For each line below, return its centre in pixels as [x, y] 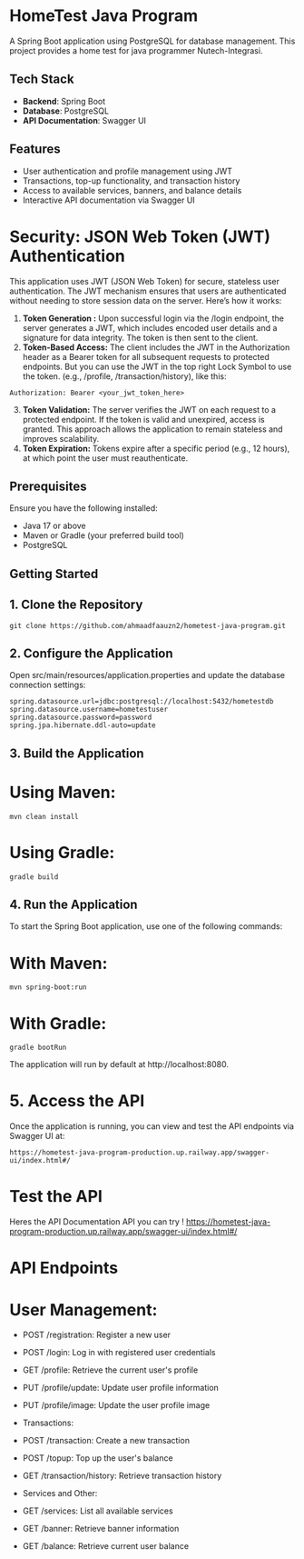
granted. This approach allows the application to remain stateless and [152, 429]
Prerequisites [48, 486]
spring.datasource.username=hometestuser [89, 710]
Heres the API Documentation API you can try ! [97, 1222]
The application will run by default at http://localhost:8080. [119, 1064]
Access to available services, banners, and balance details [132, 190]
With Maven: [59, 963]
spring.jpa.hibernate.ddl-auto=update [83, 725]
